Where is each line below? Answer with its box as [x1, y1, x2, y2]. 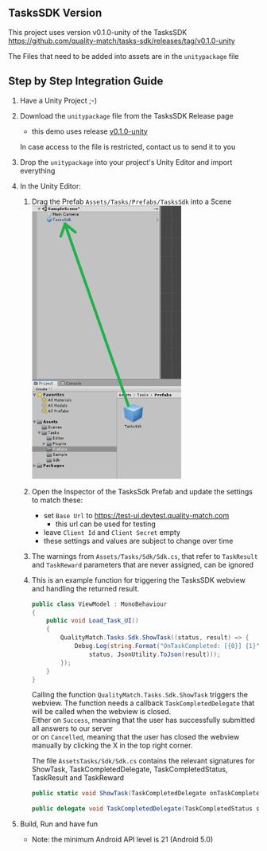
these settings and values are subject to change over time [43, 536, 234, 545]
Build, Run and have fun [19, 819, 99, 829]
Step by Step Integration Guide [8, 75, 164, 88]
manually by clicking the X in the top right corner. [31, 740, 193, 751]
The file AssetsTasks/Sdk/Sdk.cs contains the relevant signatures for [31, 756, 255, 766]
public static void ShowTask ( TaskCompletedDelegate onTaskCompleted [31, 790, 264, 798]
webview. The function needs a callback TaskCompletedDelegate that [31, 698, 255, 708]
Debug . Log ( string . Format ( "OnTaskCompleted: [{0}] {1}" [74, 642, 260, 650]
